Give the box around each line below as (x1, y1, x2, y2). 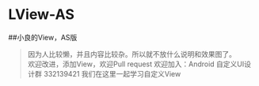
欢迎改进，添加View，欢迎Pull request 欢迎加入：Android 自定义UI (27, 59, 245, 69)
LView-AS (8, 6, 75, 24)
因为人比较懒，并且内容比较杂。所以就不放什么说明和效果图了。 (27, 49, 236, 58)
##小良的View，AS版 (8, 32, 78, 42)
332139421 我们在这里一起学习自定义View (43, 69, 181, 78)
